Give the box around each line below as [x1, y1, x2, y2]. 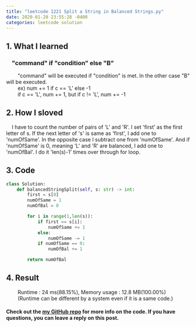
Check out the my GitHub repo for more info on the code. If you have [6, 308, 176, 315]
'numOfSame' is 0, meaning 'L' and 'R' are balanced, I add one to [6, 142, 163, 149]
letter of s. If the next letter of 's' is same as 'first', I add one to [6, 130, 157, 137]
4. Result [6, 273, 39, 283]
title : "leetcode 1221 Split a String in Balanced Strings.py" [6, 8, 164, 15]
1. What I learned [6, 41, 69, 51]
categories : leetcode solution [6, 19, 83, 25]
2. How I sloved [6, 108, 63, 118]
